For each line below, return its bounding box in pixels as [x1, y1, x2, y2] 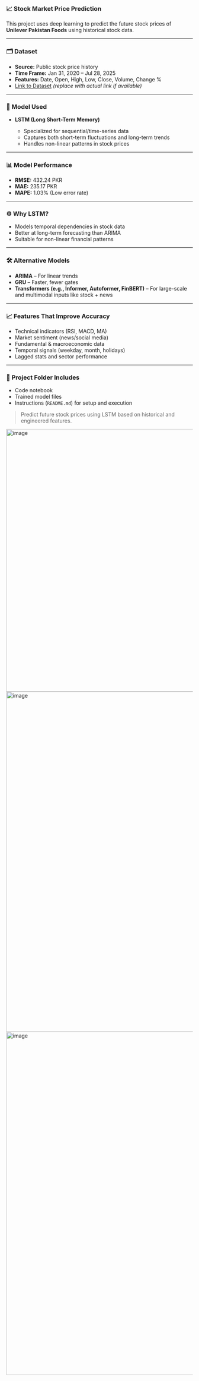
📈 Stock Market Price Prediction [6, 4, 102, 12]
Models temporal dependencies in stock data [14, 223, 126, 230]
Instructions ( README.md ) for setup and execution [14, 399, 133, 406]
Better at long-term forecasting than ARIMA [14, 229, 121, 237]
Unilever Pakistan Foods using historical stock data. [6, 27, 134, 34]
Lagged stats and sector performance [14, 353, 108, 360]
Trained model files [14, 393, 62, 401]
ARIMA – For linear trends [14, 272, 78, 279]
